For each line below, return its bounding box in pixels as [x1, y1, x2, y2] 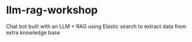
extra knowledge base [6, 29, 60, 36]
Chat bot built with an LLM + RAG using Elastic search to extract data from [6, 23, 187, 30]
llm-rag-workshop [6, 3, 98, 17]
